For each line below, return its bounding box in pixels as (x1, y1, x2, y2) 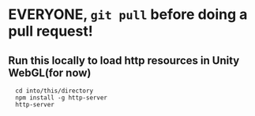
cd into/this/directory (15, 87, 93, 95)
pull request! (8, 22, 93, 40)
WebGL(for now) (8, 65, 92, 80)
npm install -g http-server (15, 94, 108, 102)
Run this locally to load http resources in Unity (8, 54, 240, 67)
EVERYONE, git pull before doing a (8, 6, 248, 24)
